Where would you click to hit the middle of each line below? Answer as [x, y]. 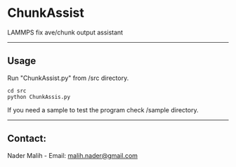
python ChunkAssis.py [39, 97]
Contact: [27, 139]
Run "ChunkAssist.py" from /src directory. [68, 78]
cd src [17, 91]
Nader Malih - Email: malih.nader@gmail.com [73, 155]
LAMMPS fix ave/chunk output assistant [65, 32]
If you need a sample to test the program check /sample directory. [103, 109]
